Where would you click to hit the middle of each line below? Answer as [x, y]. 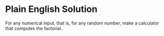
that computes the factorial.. [34, 28]
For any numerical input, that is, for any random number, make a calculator [82, 23]
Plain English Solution [51, 9]
